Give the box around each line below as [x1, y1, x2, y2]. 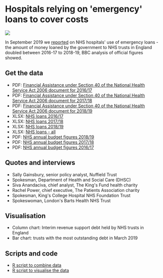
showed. [5, 55, 22, 61]
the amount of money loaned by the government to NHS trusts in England [5, 44, 152, 50]
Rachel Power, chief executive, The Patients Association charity [12, 187, 140, 193]
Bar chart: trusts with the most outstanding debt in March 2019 [12, 235, 138, 241]
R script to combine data [12, 262, 62, 268]
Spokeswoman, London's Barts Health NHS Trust [12, 197, 111, 204]
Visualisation [5, 211, 46, 220]
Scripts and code [5, 249, 58, 257]
